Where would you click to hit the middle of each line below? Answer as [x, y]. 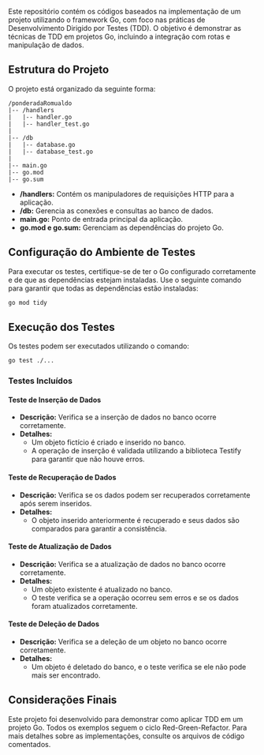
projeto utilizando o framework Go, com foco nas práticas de [107, 20]
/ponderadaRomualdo [40, 103]
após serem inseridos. [56, 503]
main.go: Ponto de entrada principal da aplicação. [101, 219]
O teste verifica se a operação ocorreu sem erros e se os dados [135, 597]
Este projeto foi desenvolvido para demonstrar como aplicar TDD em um [126, 719]
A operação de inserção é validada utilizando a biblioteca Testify [136, 451]
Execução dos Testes [62, 327]
